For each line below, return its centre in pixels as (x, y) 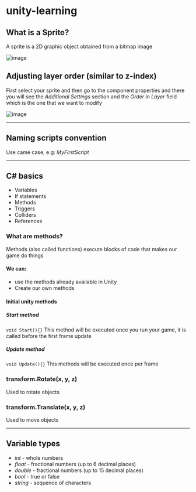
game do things (25, 255)
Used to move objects (32, 420)
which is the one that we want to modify (54, 102)
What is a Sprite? (38, 33)
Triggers (24, 209)
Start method (22, 315)
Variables (26, 190)
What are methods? (34, 237)
